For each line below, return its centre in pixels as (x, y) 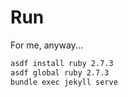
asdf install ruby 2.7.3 (62, 63)
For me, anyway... (46, 45)
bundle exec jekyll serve (64, 82)
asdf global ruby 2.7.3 (60, 72)
